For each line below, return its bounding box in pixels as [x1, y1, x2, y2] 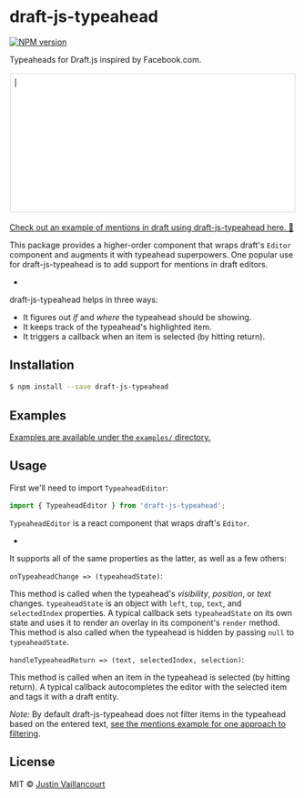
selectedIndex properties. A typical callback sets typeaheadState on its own [9, 607, 293, 618]
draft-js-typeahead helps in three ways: [9, 294, 158, 305]
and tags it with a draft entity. [9, 691, 119, 702]
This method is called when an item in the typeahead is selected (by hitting [9, 672, 290, 682]
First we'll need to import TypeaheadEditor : [9, 482, 168, 493]
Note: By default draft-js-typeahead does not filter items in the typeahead [9, 708, 287, 720]
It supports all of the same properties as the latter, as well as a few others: [9, 552, 287, 563]
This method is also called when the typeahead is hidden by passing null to [9, 626, 294, 638]
